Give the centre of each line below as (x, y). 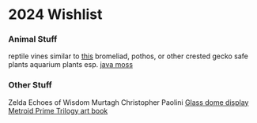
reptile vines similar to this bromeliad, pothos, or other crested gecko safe (128, 56)
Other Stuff (30, 85)
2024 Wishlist (55, 15)
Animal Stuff (33, 39)
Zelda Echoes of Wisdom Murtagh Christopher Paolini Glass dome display (128, 102)
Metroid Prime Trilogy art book (58, 110)
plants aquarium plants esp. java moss (70, 65)
